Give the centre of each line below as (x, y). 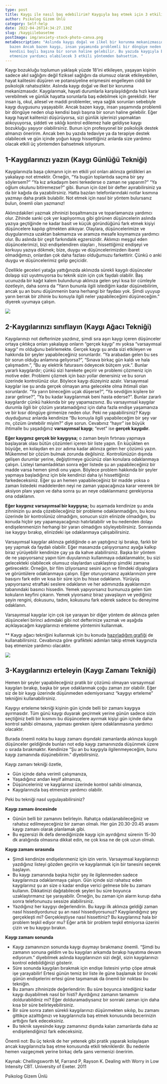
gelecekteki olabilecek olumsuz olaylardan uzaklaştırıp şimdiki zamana (78, 563)
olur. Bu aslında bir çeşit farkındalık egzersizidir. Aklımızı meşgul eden (76, 240)
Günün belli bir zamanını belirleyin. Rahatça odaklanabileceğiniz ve (81, 819)
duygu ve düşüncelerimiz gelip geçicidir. (46, 260)
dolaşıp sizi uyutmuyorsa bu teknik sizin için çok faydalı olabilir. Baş (74, 275)
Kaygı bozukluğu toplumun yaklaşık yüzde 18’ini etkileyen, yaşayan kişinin (81, 70)
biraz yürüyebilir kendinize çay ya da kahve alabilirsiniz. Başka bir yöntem (80, 552)
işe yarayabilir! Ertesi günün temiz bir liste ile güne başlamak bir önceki (85, 973)
